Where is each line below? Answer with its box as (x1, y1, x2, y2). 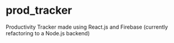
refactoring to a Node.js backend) (5, 29, 90, 36)
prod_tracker (5, 4, 72, 17)
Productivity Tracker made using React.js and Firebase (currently (5, 23, 168, 30)
